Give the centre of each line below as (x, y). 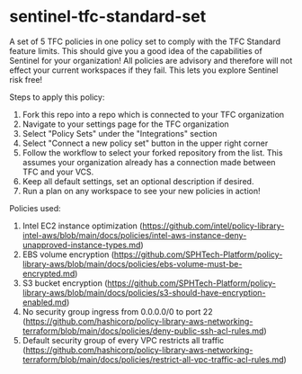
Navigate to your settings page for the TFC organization (125, 124)
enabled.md (44, 302)
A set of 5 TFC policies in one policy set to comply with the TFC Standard (145, 41)
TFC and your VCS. (58, 172)
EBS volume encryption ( (68, 254)
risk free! (26, 79)
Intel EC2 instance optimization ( (82, 226)
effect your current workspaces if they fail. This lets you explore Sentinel (144, 70)
